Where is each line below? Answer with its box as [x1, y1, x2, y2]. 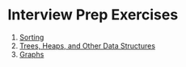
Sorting [19, 32, 44, 42]
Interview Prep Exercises [7, 6, 179, 24]
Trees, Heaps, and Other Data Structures [19, 40, 155, 50]
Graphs [19, 49, 44, 59]
